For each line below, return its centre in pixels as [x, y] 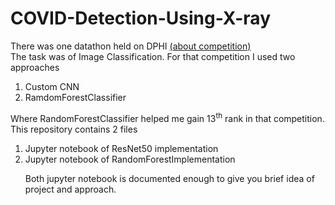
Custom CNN [52, 86]
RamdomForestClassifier [75, 97]
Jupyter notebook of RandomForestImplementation [130, 159]
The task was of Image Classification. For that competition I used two [153, 56]
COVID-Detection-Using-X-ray [140, 18]
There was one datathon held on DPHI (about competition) [131, 46]
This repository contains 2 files [74, 129]
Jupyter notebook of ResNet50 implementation [121, 148]
